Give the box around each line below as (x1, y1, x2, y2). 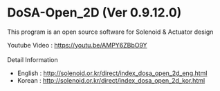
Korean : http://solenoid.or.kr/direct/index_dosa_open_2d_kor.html (17, 76, 205, 84)
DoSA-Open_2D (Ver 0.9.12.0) (7, 5, 182, 21)
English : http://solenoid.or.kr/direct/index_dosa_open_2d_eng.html (17, 69, 208, 77)
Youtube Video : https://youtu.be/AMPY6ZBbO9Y (7, 41, 147, 49)
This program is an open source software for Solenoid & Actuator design (7, 28, 214, 36)
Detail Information (7, 55, 58, 63)
